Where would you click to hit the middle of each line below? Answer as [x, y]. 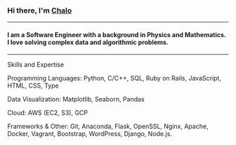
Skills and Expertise [36, 64]
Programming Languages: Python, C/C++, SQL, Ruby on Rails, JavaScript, [114, 78]
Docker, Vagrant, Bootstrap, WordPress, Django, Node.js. [90, 133]
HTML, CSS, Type [33, 85]
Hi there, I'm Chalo [40, 11]
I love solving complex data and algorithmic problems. [88, 42]
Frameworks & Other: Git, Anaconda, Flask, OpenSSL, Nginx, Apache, [108, 126]
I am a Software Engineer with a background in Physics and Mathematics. [117, 34]
